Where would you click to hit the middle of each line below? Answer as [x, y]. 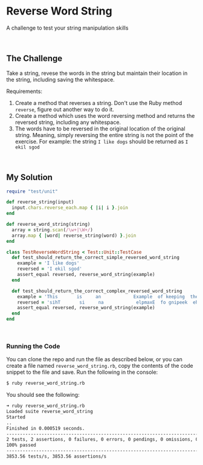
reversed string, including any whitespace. [68, 122]
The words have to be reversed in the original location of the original [100, 129]
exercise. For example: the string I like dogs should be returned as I [101, 141]
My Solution [30, 177]
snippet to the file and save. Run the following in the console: [82, 372]
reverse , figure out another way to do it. [65, 109]
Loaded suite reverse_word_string [50, 412]
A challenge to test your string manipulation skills [67, 28]
